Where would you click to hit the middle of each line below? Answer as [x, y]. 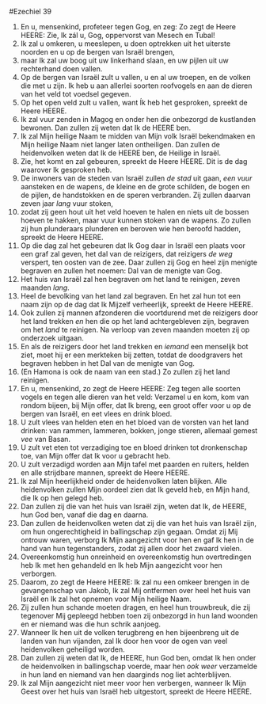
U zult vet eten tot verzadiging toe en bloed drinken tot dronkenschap [134, 447]
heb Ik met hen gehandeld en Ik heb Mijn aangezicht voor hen [121, 565]
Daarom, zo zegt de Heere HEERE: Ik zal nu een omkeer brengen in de [135, 582]
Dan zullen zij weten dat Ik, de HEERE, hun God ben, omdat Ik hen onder [138, 658]
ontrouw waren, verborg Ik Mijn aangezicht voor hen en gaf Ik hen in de [137, 540]
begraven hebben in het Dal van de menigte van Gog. [107, 363]
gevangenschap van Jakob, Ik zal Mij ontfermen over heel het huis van [136, 590]
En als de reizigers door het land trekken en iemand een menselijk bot [134, 346]
